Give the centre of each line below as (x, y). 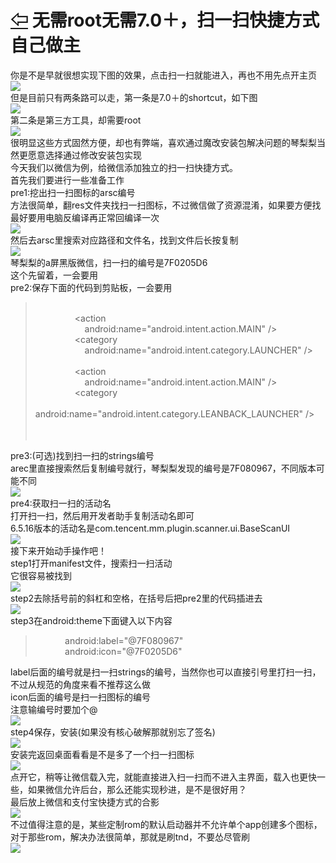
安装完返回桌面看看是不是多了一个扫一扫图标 (102, 754)
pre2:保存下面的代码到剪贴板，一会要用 (91, 287)
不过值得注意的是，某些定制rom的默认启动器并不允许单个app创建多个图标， (166, 824)
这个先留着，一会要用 (54, 275)
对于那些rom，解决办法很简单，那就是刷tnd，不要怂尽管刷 (130, 837)
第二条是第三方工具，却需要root (76, 120)
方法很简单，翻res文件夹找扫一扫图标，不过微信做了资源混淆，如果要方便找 (166, 205)
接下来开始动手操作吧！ (58, 550)
